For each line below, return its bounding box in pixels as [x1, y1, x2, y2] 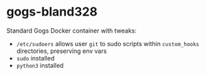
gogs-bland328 [6, 4, 98, 20]
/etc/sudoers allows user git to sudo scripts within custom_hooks [16, 39, 200, 47]
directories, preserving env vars [16, 47, 107, 55]
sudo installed [16, 54, 55, 62]
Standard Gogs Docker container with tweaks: [6, 26, 137, 35]
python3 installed [16, 61, 64, 69]
